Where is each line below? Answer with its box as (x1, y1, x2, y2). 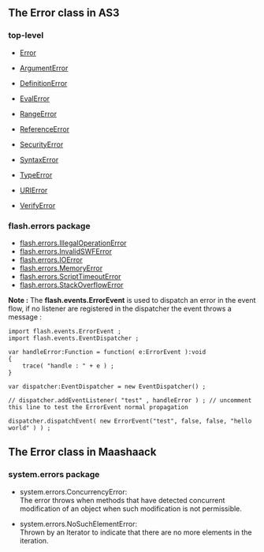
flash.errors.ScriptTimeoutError (19, 271, 121, 281)
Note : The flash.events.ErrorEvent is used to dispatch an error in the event (8, 295, 256, 304)
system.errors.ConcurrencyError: (19, 487, 128, 496)
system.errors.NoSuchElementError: (19, 519, 138, 528)
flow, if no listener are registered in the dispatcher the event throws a (8, 304, 232, 313)
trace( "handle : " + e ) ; (22, 362, 114, 370)
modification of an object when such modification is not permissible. (19, 504, 243, 513)
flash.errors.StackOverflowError (19, 280, 124, 289)
